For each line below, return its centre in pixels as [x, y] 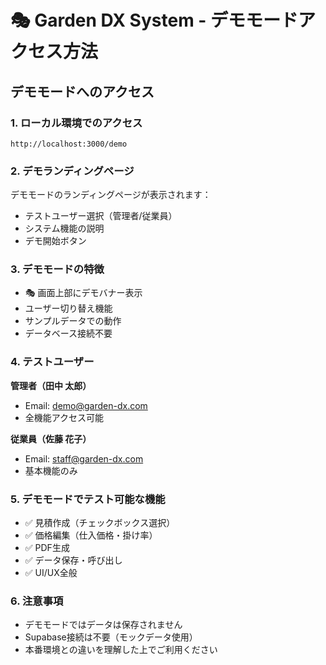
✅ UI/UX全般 [51, 573]
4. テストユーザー [52, 362]
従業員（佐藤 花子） [51, 438]
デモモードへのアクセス [82, 91]
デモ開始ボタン [55, 241]
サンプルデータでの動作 [73, 321]
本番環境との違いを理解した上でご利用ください [121, 650]
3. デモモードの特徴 [57, 269]
